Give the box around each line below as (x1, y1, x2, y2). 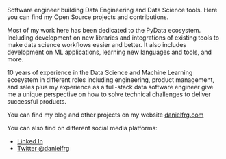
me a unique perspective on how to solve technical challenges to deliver (7, 90, 211, 98)
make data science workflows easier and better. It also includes (7, 41, 187, 48)
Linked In (16, 137, 43, 145)
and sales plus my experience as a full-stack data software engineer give (7, 83, 214, 91)
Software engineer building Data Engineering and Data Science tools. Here (7, 6, 218, 14)
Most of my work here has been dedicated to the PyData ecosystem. (7, 27, 201, 34)
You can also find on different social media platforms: (7, 124, 158, 132)
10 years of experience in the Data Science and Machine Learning (7, 68, 193, 76)
